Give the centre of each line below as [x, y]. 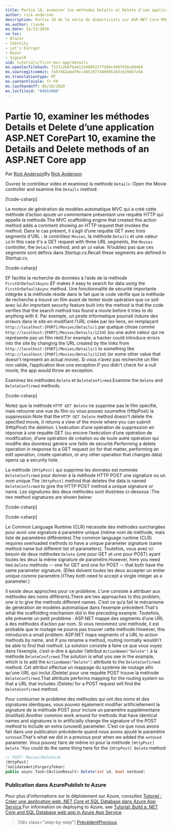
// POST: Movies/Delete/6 [33, 758]
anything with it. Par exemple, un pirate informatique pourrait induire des [82, 316]
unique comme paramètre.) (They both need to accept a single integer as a [84, 576]
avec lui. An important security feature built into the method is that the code [84, 305]
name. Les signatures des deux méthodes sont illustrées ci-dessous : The [82, 492]
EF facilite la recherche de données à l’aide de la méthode [66, 278]
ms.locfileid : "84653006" [33, 91]
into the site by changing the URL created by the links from [67, 343]
